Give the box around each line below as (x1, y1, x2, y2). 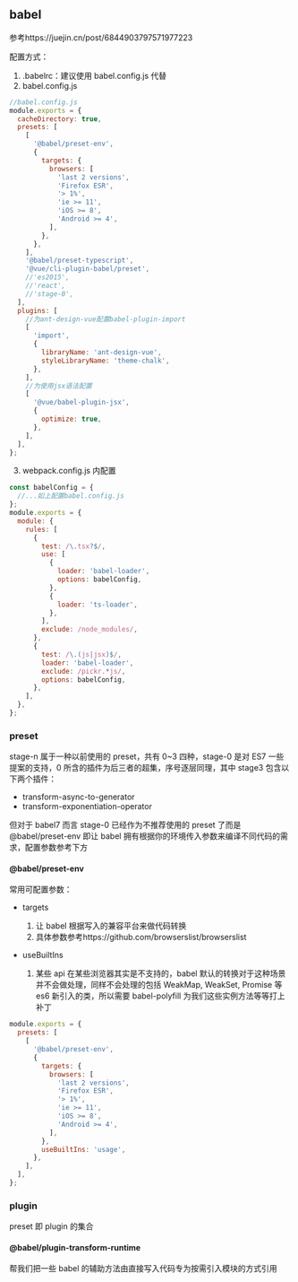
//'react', (25, 282, 66, 291)
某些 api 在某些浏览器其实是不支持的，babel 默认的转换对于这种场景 (35, 968, 286, 979)
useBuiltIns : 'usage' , (41, 1145, 126, 1154)
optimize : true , (41, 414, 102, 424)
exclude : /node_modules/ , (41, 625, 139, 634)
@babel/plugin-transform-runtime (9, 1242, 141, 1252)
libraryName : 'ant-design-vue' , (41, 348, 163, 357)
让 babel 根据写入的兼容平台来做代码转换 (35, 920, 187, 931)
